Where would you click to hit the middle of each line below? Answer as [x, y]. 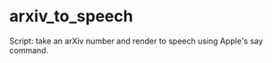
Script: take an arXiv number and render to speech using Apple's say [136, 41]
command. [29, 50]
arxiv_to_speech [71, 16]
